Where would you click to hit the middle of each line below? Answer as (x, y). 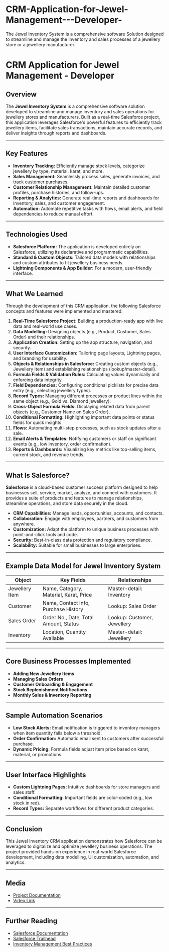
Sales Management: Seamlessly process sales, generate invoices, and (86, 176)
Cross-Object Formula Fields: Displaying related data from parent (81, 407)
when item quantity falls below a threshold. (57, 733)
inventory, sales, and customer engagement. (59, 203)
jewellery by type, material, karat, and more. (58, 171)
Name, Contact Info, (66, 603)
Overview (21, 94)
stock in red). (27, 803)
